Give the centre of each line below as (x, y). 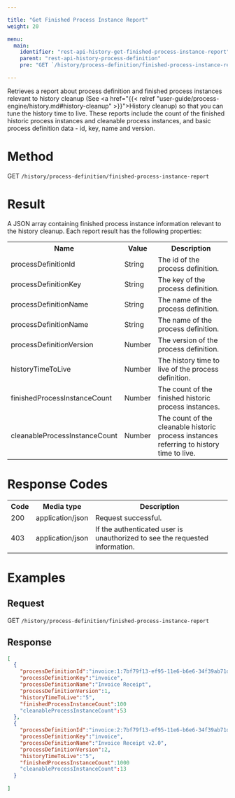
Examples (36, 577)
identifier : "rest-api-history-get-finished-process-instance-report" (125, 52)
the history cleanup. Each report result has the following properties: (105, 231)
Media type (62, 506)
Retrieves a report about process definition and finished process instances (115, 91)
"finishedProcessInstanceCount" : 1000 (75, 763)
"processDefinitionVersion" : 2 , (65, 750)
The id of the (179, 260)
